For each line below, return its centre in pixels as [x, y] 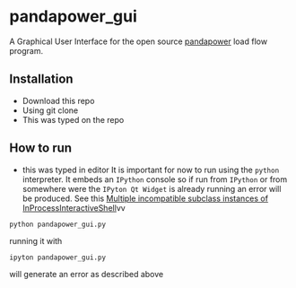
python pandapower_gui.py [57, 224]
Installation [41, 79]
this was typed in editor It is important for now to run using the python [151, 170]
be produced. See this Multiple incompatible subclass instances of [145, 198]
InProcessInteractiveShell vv [74, 207]
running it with [36, 240]
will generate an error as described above [87, 274]
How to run [41, 148]
